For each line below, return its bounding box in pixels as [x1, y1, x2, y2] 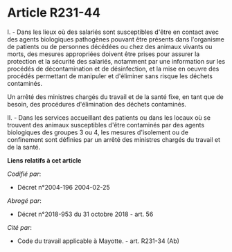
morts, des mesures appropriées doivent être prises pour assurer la [7, 50, 200, 58]
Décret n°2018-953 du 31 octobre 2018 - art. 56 [17, 210, 154, 218]
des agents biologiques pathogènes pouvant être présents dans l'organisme [7, 35, 225, 43]
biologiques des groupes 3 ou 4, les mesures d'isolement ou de [7, 128, 189, 136]
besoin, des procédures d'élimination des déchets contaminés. [7, 100, 187, 108]
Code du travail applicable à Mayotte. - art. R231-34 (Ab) [17, 237, 180, 245]
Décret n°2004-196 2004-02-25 [17, 183, 110, 191]
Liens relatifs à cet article [7, 156, 82, 164]
